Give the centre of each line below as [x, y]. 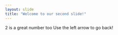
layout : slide [20, 9]
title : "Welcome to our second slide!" [46, 14]
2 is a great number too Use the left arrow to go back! [59, 27]
